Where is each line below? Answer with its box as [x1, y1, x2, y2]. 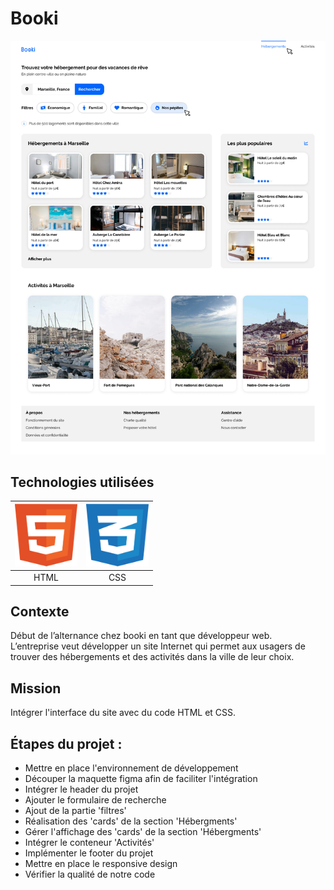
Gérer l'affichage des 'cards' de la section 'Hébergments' [24, 826, 262, 838]
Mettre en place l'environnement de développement [24, 762, 239, 774]
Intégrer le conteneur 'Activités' [24, 837, 155, 849]
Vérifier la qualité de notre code [24, 868, 156, 881]
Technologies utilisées [10, 473, 155, 491]
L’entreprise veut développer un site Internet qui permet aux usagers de [10, 640, 306, 652]
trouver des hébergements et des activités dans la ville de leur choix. [10, 651, 295, 663]
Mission [10, 680, 62, 697]
